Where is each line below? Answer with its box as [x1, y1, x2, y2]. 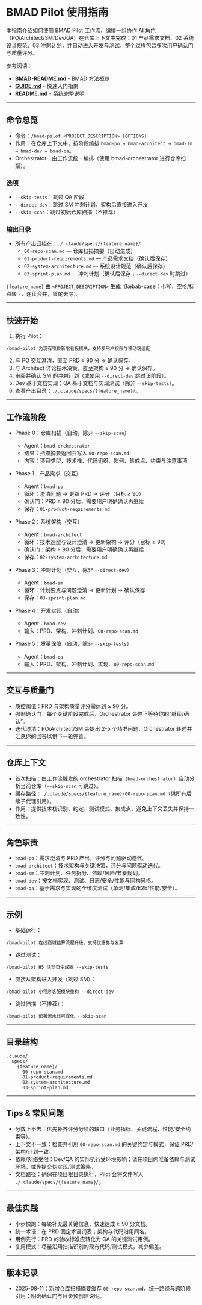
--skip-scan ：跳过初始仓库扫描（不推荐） [14, 208, 119, 216]
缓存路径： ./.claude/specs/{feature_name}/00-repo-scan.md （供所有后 [14, 790, 192, 797]
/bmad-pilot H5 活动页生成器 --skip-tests [6, 965, 109, 971]
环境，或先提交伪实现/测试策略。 [14, 1163, 96, 1170]
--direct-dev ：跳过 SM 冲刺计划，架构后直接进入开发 [14, 201, 148, 208]
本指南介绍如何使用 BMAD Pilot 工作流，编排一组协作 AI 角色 [6, 27, 156, 34]
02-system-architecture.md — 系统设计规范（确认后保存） [23, 263, 168, 270]
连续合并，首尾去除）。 [26, 290, 82, 298]
